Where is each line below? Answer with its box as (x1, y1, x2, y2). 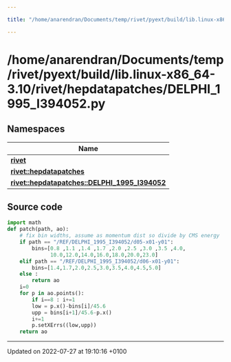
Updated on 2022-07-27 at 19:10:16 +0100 (7, 348, 127, 356)
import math (7, 219, 41, 226)
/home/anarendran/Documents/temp (7, 52, 224, 68)
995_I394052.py (7, 96, 106, 111)
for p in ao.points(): (19, 290, 85, 297)
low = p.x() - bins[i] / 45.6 (32, 303, 107, 310)
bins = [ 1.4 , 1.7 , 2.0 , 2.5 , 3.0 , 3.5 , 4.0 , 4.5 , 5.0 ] (32, 264, 162, 271)
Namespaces (7, 123, 65, 135)
